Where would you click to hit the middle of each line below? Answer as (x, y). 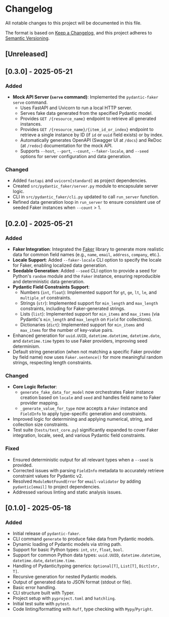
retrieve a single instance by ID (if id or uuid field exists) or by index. (92, 135)
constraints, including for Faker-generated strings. (73, 308)
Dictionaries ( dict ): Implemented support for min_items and (82, 325)
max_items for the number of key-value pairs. (67, 330)
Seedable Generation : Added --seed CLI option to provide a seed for (85, 271)
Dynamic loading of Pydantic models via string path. (67, 544)
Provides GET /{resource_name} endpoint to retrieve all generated (88, 119)
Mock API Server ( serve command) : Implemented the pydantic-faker (85, 97)
